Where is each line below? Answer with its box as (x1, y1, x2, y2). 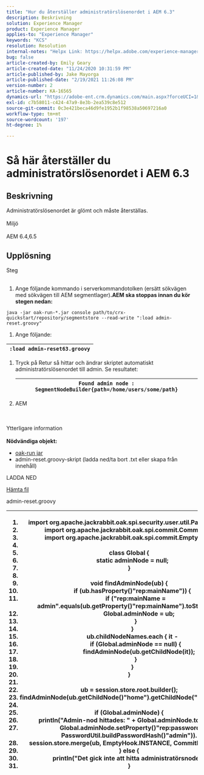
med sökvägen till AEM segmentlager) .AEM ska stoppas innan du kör (15, 291, 191, 298)
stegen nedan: (15, 298, 53, 305)
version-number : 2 (6, 83, 53, 89)
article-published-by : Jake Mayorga (6, 71, 99, 77)
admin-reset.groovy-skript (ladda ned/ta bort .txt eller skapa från (15, 455, 178, 463)
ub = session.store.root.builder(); (80, 686, 178, 694)
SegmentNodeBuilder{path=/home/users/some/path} (35, 386, 178, 393)
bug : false (6, 54, 34, 60)
